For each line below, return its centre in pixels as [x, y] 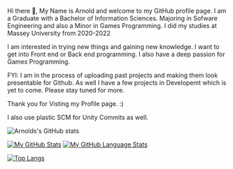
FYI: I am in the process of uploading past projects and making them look [113, 75]
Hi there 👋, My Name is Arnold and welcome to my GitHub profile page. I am [117, 11]
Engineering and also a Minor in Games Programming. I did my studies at [112, 26]
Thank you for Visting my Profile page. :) [65, 104]
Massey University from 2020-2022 [59, 33]
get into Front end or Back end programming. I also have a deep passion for [116, 54]
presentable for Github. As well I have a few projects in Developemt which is [117, 83]
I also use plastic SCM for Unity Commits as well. [78, 117]
